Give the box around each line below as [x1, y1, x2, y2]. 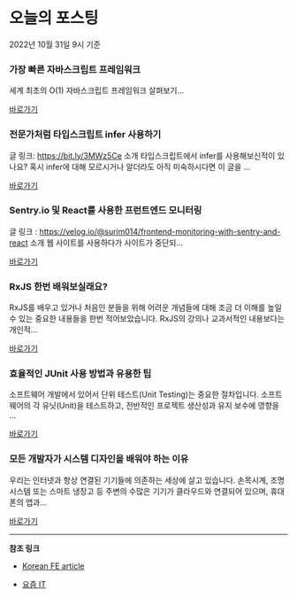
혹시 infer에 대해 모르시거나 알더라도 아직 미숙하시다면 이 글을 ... [29, 161, 251, 172]
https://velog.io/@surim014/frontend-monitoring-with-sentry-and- [39, 226, 281, 237]
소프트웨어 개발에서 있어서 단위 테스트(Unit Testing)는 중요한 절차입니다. [9, 389, 259, 400]
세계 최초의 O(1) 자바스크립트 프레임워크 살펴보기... [9, 85, 184, 96]
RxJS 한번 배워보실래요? [9, 280, 108, 292]
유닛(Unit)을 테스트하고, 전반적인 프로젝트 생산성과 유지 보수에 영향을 [42, 400, 280, 411]
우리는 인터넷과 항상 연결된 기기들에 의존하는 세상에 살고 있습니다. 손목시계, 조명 [9, 475, 286, 485]
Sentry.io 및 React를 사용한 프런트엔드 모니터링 [9, 205, 202, 217]
